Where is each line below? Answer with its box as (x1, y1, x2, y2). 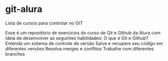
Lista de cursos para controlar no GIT (5, 20, 83, 26)
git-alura (5, 3, 43, 15)
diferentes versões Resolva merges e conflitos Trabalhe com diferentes (5, 45, 154, 51)
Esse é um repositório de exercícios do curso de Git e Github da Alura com (5, 29, 161, 35)
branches (5, 51, 25, 57)
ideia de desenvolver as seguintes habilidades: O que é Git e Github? (5, 35, 149, 41)
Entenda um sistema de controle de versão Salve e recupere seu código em (5, 40, 163, 46)
